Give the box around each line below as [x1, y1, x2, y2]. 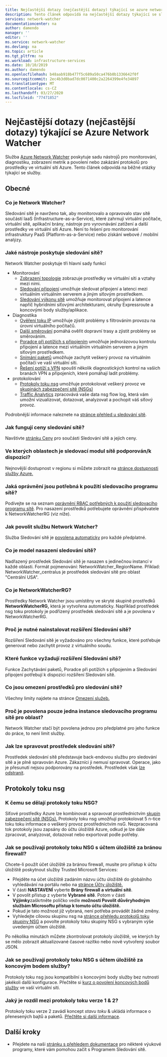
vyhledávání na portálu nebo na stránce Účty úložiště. [12, 882, 123, 888]
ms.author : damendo [5, 68, 46, 73]
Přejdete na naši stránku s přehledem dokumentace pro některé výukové [12, 1041, 162, 1047]
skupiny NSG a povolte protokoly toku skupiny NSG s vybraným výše [12, 918, 154, 924]
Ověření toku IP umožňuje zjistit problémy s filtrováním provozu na [19, 317, 156, 323]
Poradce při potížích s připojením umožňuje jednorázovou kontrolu [19, 339, 157, 345]
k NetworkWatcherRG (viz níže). [5, 511, 71, 517]
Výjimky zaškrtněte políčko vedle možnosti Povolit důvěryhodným [12, 898, 150, 904]
